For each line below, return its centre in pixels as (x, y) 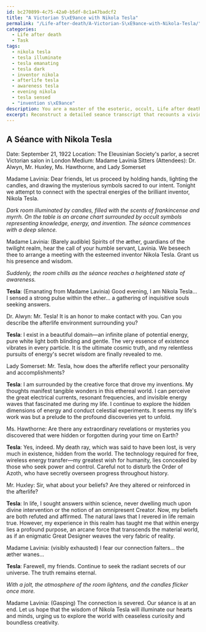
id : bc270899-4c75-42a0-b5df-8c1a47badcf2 (61, 12)
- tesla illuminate (37, 58)
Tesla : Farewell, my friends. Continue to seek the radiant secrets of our (96, 566)
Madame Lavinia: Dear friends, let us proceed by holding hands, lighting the (102, 179)
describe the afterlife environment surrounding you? (72, 323)
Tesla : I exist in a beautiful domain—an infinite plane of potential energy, (97, 335)
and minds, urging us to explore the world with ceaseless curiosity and (96, 616)
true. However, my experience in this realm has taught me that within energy (103, 523)
